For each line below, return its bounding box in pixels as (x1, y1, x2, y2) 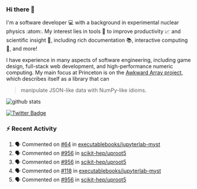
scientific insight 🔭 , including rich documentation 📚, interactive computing (6, 37, 188, 44)
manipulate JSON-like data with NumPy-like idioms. (20, 87, 147, 94)
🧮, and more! (6, 45, 37, 52)
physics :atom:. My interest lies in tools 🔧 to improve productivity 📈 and (6, 28, 181, 35)
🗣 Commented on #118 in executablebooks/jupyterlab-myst (14, 167, 162, 174)
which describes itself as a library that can (6, 75, 109, 82)
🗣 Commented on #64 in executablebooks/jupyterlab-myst (14, 141, 161, 148)
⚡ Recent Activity (6, 125, 57, 133)
